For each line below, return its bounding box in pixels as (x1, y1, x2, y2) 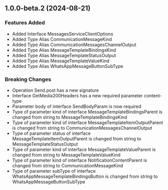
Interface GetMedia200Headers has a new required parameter (12, 92, 143, 98)
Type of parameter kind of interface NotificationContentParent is (12, 157, 148, 163)
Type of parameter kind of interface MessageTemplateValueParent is (12, 146, 156, 153)
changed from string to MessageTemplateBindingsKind (12, 114, 127, 120)
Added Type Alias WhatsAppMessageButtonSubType (12, 63, 124, 69)
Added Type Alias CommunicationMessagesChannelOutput (12, 42, 137, 48)
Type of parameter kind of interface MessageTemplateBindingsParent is (12, 108, 163, 115)
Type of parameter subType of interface (12, 168, 96, 174)
